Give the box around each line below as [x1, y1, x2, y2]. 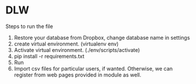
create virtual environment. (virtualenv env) [13, 40, 119, 47]
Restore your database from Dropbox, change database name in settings [13, 34, 190, 41]
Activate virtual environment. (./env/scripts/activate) [13, 46, 140, 53]
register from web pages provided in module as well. [13, 71, 141, 78]
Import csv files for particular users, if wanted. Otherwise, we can [13, 65, 173, 72]
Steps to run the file [5, 23, 53, 30]
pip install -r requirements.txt [13, 52, 85, 60]
